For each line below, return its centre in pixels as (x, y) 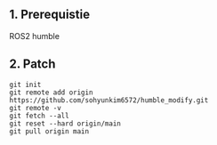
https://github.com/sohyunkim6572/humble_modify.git (109, 100)
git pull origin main (49, 131)
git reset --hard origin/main (65, 124)
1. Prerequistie (50, 15)
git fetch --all (39, 116)
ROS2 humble (35, 36)
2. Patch (32, 64)
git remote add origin (51, 93)
